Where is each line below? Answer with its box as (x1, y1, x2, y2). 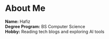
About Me (5, 3, 46, 14)
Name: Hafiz (5, 19, 31, 24)
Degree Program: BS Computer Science (5, 23, 86, 29)
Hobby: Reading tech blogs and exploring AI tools (5, 29, 105, 34)
